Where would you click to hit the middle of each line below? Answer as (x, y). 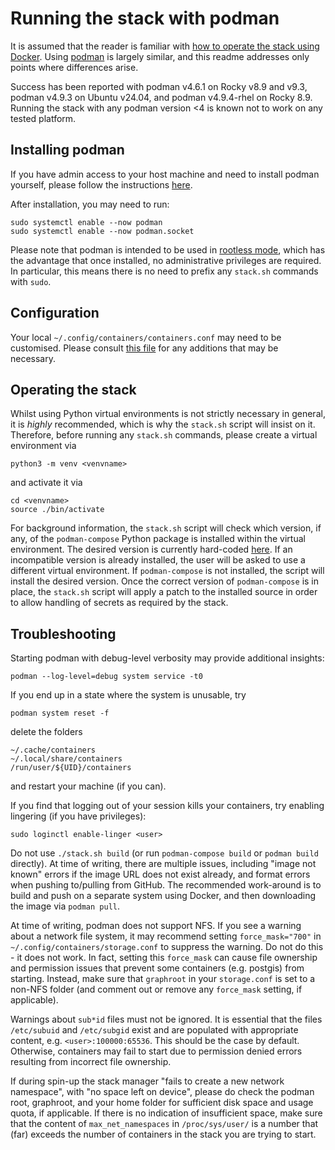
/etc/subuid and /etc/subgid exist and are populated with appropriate (154, 1030)
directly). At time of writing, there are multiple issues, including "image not (163, 864)
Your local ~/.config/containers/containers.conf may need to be (146, 337)
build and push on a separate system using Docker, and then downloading (163, 896)
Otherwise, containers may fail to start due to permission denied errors (156, 1051)
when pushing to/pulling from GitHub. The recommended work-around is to (166, 885)
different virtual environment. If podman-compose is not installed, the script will (167, 571)
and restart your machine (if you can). (88, 786)
